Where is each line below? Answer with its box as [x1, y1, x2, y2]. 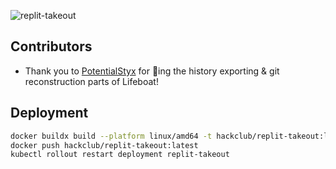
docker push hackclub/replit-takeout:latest [10, 140, 199, 150]
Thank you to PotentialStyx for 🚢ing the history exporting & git [24, 65, 280, 77]
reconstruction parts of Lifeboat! [24, 75, 159, 87]
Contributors [10, 38, 93, 55]
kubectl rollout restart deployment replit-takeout [10, 150, 230, 160]
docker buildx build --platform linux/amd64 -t [10, 131, 213, 141]
